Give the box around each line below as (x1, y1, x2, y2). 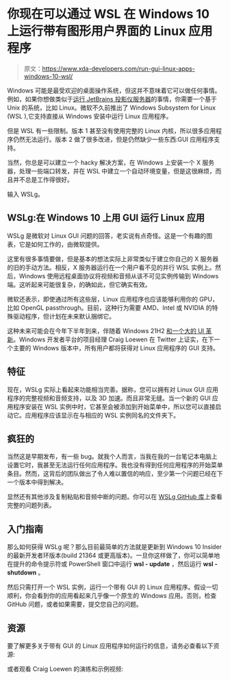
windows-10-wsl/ (23, 72, 73, 80)
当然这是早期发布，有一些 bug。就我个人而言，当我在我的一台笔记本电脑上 (7, 452, 218, 461)
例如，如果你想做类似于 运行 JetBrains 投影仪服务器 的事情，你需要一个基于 (7, 95, 217, 103)
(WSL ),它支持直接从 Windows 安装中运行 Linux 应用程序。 (7, 112, 172, 120)
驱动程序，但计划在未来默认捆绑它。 (12, 312, 115, 320)
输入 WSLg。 (7, 190, 44, 198)
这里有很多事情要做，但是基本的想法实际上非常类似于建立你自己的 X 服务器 (7, 254, 219, 263)
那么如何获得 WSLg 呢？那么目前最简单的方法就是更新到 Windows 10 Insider (7, 543, 222, 551)
